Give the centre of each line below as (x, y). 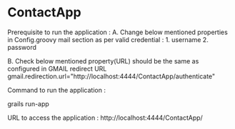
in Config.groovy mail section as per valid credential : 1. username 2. (108, 39)
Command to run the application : (56, 90)
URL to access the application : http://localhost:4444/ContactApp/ (105, 118)
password (22, 47)
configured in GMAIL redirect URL (57, 68)
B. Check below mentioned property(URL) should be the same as (103, 61)
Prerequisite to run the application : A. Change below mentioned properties (118, 32)
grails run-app (29, 103)
